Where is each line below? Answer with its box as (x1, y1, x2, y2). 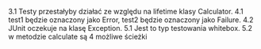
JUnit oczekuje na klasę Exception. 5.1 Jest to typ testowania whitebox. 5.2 (8, 24, 252, 32)
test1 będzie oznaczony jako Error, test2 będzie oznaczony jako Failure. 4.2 (8, 15, 254, 24)
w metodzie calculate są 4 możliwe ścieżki (8, 32, 148, 41)
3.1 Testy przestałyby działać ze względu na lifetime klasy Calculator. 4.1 (8, 7, 244, 16)
